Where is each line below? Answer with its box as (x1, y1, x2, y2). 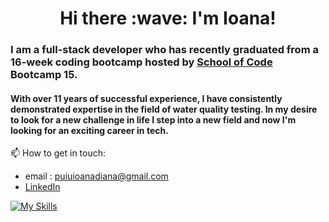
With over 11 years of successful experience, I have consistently (10, 92, 283, 104)
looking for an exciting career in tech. (10, 124, 169, 136)
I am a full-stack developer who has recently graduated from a (10, 43, 319, 57)
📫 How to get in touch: (10, 147, 107, 159)
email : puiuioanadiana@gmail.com (24, 170, 169, 182)
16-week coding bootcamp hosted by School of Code (10, 55, 273, 69)
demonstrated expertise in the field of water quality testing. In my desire (10, 103, 318, 115)
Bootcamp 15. (10, 68, 78, 82)
